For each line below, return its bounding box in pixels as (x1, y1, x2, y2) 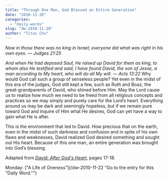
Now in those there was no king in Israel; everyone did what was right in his (5, 45, 163, 51)
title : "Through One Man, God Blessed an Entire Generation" (5, 7, 137, 13)
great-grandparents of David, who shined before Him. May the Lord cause (5, 87, 160, 93)
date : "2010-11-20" (5, 12, 47, 17)
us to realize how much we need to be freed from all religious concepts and (5, 92, 163, 98)
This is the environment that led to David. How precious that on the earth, (5, 123, 158, 129)
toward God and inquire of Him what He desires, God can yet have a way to (5, 108, 162, 114)
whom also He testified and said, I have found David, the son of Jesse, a (5, 65, 157, 71)
